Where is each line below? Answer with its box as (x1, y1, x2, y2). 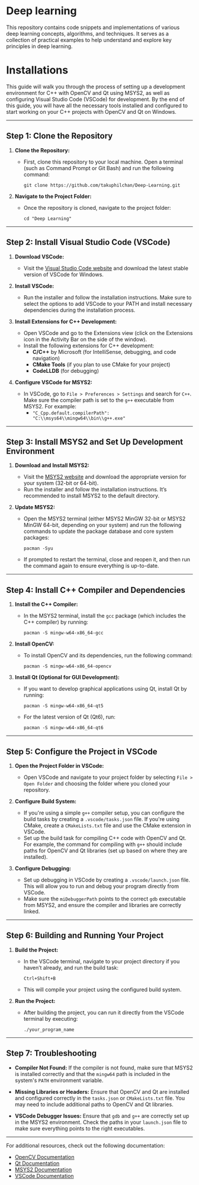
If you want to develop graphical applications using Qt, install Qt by (23, 685, 187, 692)
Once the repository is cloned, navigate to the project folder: (23, 204, 171, 211)
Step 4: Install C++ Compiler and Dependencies (6, 585, 185, 595)
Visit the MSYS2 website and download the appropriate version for (23, 473, 187, 481)
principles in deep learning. (6, 43, 73, 50)
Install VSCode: (14, 282, 54, 289)
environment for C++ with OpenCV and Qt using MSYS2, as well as (6, 89, 170, 96)
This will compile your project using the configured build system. (23, 986, 182, 993)
